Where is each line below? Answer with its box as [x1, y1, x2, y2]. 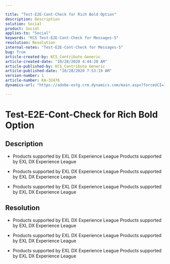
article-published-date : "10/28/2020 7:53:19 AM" [5, 68, 112, 73]
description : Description [5, 16, 60, 22]
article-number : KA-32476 [5, 78, 60, 83]
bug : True [5, 49, 26, 55]
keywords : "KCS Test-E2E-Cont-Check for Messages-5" [5, 35, 119, 41]
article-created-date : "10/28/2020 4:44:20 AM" [5, 59, 108, 64]
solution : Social [5, 21, 42, 26]
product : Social [5, 26, 39, 31]
